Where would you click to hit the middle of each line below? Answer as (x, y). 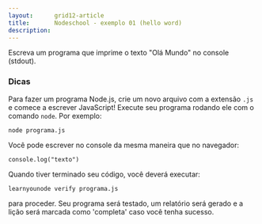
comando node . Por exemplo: (55, 116)
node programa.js (37, 130)
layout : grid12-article (56, 15)
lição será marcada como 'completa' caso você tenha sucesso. (111, 211)
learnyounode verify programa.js (63, 188)
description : (30, 30)
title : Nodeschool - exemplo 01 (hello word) (95, 23)
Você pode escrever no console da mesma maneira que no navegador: (124, 145)
